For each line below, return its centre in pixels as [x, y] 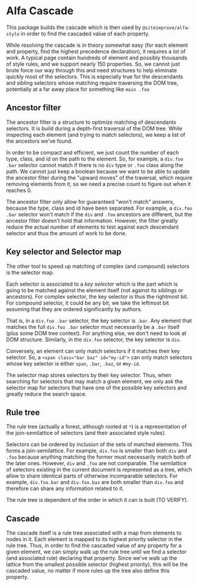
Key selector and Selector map [64, 252]
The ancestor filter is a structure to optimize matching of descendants [91, 122]
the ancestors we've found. [39, 141]
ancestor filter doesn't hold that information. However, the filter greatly [92, 220]
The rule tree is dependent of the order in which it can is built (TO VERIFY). [97, 500]
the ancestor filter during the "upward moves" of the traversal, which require [99, 177]
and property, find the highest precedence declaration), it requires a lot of [96, 51]
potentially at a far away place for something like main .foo [78, 89]
